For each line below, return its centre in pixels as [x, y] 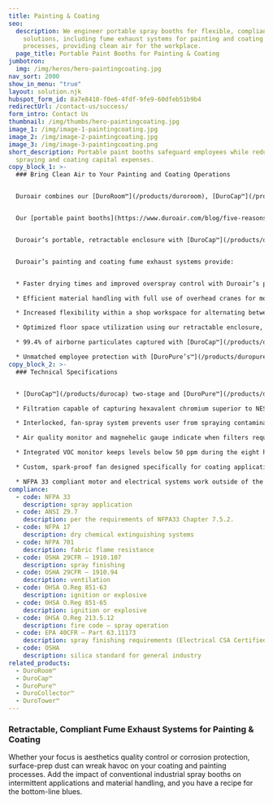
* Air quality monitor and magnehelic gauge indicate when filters [132, 438]
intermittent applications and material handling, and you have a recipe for [131, 783]
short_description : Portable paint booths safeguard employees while [129, 152]
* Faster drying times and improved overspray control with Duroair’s [138, 284]
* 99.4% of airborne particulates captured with [100, 342]
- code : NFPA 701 [45, 542]
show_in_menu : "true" [45, 84]
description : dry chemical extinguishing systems [109, 535]
